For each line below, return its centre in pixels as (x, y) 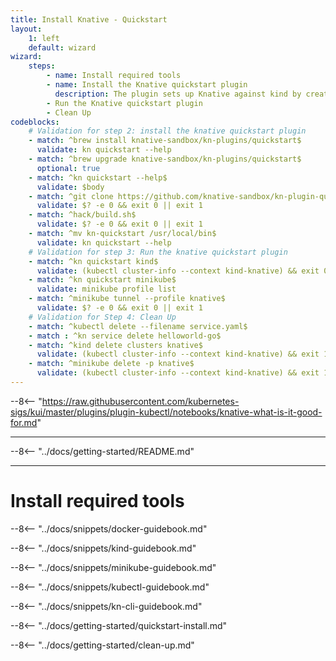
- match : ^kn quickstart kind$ (93, 261)
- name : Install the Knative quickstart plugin (147, 85)
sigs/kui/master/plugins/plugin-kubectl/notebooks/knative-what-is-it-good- (166, 412)
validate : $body (70, 187)
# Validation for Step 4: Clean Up (102, 317)
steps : (42, 66)
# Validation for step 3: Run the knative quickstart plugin (158, 252)
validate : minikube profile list (106, 289)
